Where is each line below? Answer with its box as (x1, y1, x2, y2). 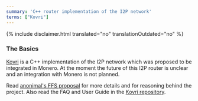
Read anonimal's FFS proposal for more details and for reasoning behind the (6, 82, 192, 89)
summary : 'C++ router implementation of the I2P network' (6, 8, 152, 15)
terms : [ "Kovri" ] (6, 14, 49, 20)
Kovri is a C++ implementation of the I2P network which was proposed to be (6, 58, 192, 65)
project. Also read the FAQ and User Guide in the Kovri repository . (6, 88, 166, 95)
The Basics (6, 45, 39, 53)
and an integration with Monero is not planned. (6, 70, 120, 78)
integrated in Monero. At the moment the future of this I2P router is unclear (6, 64, 189, 71)
